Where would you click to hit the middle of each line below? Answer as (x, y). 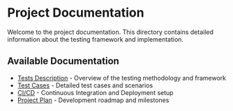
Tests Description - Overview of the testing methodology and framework (122, 78)
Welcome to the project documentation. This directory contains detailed (111, 32)
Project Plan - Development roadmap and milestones (93, 100)
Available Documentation (63, 61)
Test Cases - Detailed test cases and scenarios (85, 85)
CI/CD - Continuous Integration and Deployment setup (95, 92)
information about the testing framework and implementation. (95, 39)
